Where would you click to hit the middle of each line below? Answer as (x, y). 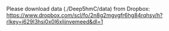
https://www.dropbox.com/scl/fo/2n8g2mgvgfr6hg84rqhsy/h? (84, 15)
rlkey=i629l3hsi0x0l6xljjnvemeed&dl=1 (55, 22)
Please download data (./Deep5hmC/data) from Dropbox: (78, 9)
